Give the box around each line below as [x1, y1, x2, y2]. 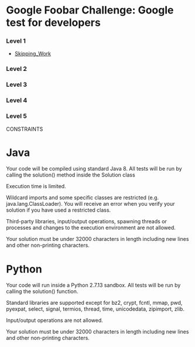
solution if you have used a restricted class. [6, 206, 111, 214]
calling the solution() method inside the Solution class [6, 171, 136, 179]
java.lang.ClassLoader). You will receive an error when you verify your [6, 200, 175, 207]
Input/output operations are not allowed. [6, 317, 104, 324]
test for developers [6, 16, 101, 29]
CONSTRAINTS [6, 125, 43, 132]
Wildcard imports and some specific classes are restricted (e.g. [6, 194, 159, 201]
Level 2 [6, 65, 28, 73]
